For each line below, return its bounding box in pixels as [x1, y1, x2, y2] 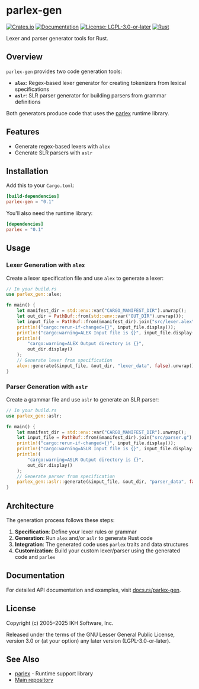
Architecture [6, 501, 54, 511]
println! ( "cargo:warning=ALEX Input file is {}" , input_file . [17, 330, 174, 336]
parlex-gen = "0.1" [6, 199, 54, 205]
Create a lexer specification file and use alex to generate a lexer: [6, 274, 164, 282]
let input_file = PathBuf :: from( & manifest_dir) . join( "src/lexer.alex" [17, 318, 195, 324]
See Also [6, 655, 40, 665]
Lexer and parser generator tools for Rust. [6, 34, 108, 42]
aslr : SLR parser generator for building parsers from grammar [14, 91, 167, 99]
